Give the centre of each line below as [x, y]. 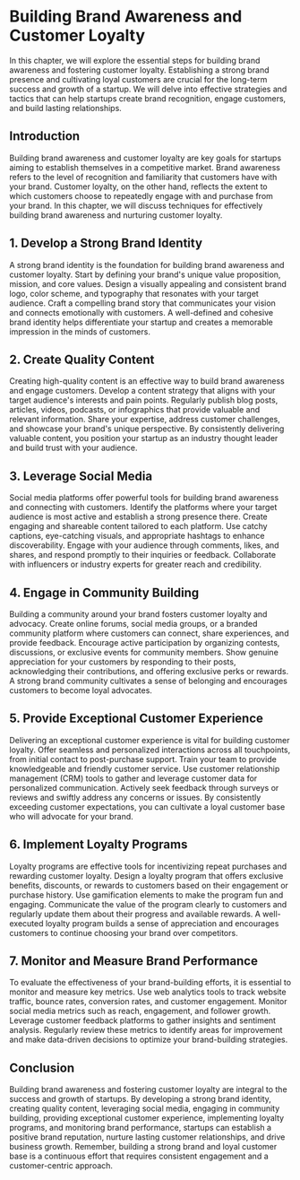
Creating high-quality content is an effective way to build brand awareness [147, 381]
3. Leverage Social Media [81, 476]
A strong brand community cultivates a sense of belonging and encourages [149, 681]
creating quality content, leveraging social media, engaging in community [145, 1108]
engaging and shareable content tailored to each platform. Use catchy [138, 526]
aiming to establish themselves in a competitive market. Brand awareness [145, 167]
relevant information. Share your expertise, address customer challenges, [145, 420]
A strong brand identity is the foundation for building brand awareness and [147, 265]
